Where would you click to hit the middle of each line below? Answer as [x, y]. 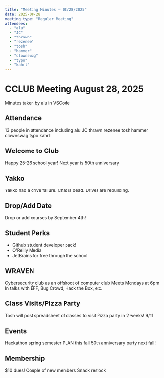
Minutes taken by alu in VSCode [37, 103]
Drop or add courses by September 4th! [46, 218]
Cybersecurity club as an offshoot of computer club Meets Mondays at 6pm [82, 283]
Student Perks [28, 233]
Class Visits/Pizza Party [43, 304]
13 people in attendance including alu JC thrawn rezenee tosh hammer [77, 130]
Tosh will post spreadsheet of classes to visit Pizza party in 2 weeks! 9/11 [79, 315]
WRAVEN [20, 271]
